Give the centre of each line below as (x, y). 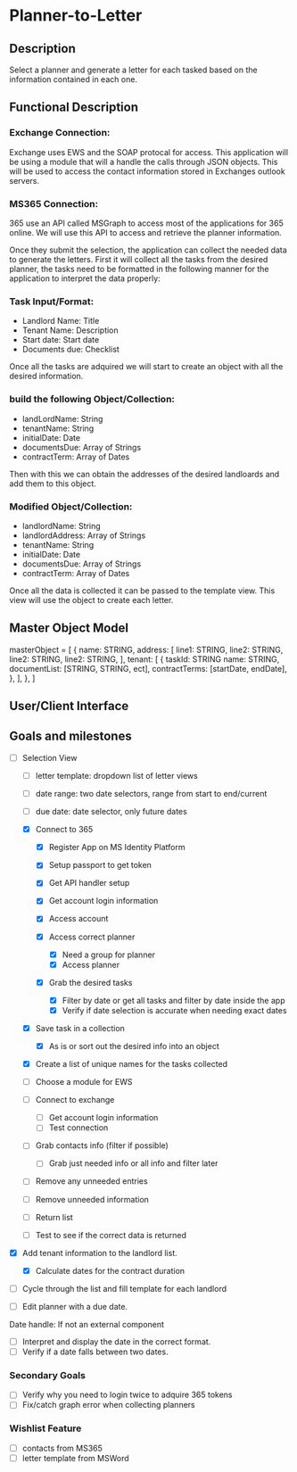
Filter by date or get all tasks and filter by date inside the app (173, 1000)
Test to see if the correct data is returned (111, 1235)
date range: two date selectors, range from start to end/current (151, 794)
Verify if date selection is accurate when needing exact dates (174, 1010)
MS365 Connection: (54, 203)
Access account (78, 919)
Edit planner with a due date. (74, 1306)
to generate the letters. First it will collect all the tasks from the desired (139, 259)
